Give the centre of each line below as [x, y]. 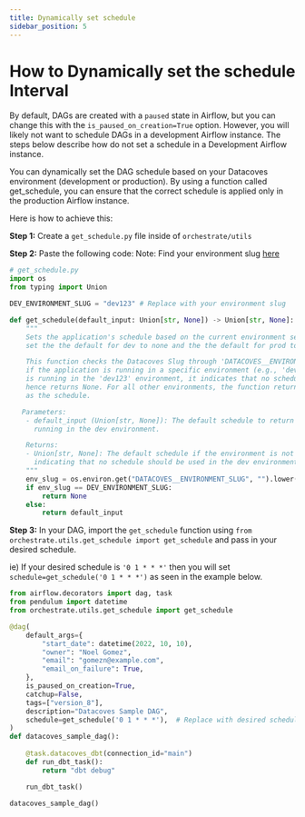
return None [65, 496]
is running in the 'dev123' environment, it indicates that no [148, 379]
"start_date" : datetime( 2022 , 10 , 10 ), [118, 643]
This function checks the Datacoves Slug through [122, 362]
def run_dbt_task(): [64, 762]
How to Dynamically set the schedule [152, 71]
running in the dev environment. [97, 429]
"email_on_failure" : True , [93, 669]
